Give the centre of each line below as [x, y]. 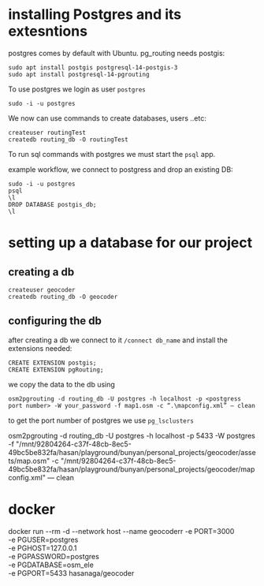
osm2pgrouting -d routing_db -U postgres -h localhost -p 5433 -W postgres [132, 435]
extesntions [48, 31]
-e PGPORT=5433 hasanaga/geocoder [71, 573]
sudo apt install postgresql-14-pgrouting [79, 74]
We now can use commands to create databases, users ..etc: [107, 118]
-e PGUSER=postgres [43, 539]
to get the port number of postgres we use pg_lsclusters [101, 420]
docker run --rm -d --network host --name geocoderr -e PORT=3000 [121, 531]
